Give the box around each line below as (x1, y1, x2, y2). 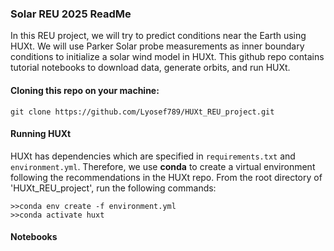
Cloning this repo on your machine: (10, 84, 160, 96)
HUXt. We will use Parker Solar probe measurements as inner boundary (10, 40, 305, 52)
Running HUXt (10, 128, 72, 140)
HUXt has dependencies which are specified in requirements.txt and (10, 150, 296, 162)
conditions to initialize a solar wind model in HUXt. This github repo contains (10, 51, 325, 63)
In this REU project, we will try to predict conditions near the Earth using (10, 30, 307, 42)
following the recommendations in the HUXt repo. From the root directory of (10, 171, 323, 183)
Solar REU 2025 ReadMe (10, 7, 132, 21)
